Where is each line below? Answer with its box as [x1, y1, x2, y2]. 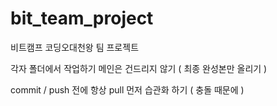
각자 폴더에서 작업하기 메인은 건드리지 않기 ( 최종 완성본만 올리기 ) [10, 62, 268, 74]
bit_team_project [10, 7, 154, 30]
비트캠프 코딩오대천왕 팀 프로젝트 [10, 41, 140, 53]
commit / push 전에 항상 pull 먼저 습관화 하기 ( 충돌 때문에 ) [10, 83, 245, 96]
